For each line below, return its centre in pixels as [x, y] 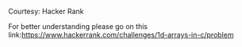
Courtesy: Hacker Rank [46, 11]
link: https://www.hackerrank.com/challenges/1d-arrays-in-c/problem [121, 35]
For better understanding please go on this [78, 26]
